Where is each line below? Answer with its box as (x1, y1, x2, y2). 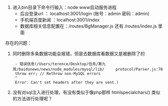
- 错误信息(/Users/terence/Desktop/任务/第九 (15, 61, 106, 66)
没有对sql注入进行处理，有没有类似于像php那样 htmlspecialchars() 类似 (12, 89, 160, 95)
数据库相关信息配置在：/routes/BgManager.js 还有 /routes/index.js (20, 23, 157, 29)
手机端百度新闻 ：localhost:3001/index (20, 17, 100, 22)
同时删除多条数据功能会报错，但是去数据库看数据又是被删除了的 (12, 50, 145, 56)
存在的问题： (5, 40, 32, 46)
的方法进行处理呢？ (12, 95, 53, 101)
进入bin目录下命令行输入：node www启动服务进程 (12, 4, 117, 10)
